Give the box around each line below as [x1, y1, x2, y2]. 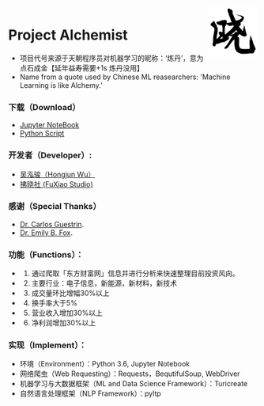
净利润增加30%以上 [31, 318, 96, 328]
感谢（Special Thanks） [8, 201, 101, 212]
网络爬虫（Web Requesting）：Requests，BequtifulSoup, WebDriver [19, 369, 240, 378]
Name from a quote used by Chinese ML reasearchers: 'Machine [19, 72, 231, 82]
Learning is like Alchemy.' [19, 80, 103, 89]
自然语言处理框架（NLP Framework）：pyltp [19, 389, 162, 398]
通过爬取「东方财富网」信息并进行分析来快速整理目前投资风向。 [31, 268, 239, 279]
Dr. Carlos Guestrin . [19, 219, 85, 229]
